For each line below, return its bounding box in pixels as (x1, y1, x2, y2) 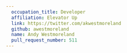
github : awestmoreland (11, 26, 69, 32)
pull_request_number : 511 (11, 37, 78, 43)
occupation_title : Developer (11, 9, 86, 15)
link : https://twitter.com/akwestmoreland (11, 20, 121, 26)
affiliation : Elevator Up (11, 15, 78, 21)
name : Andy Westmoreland (11, 32, 75, 38)
